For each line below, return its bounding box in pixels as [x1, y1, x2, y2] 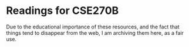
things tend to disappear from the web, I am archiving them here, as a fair [6, 29, 184, 36]
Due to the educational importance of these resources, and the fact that [6, 23, 180, 30]
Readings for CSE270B [6, 4, 119, 17]
